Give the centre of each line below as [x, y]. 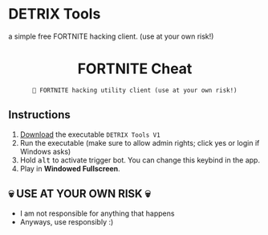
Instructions [39, 115]
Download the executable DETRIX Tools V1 [90, 134]
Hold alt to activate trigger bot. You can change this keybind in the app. [140, 160]
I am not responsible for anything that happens [97, 213]
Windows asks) [45, 151]
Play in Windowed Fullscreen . [70, 168]
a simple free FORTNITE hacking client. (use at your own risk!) [111, 36]
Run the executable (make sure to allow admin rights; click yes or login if [140, 142]
